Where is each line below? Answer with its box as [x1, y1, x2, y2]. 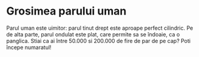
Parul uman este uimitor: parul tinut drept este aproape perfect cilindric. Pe [6, 24, 194, 32]
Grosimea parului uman [6, 4, 127, 18]
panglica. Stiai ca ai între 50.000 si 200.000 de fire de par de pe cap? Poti [6, 37, 191, 44]
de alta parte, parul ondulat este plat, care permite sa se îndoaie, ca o [6, 30, 180, 38]
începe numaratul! [6, 44, 52, 51]
